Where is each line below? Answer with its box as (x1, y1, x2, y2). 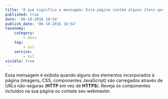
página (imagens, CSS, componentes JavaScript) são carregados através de (5, 77, 163, 83)
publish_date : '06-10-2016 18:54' (5, 21, 77, 26)
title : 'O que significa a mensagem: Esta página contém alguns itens (5, 7, 155, 12)
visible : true (5, 58, 35, 63)
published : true (5, 12, 39, 17)
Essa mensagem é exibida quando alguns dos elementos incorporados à (5, 72, 155, 78)
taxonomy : (5, 26, 26, 31)
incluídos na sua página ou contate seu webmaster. (5, 88, 111, 94)
